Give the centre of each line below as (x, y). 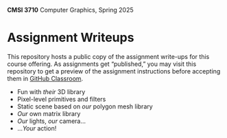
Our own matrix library (49, 113)
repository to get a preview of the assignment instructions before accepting (114, 71)
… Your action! (37, 128)
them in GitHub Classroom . (45, 78)
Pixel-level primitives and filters (61, 99)
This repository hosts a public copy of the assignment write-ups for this (108, 56)
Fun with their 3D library (51, 91)
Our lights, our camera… (51, 121)
